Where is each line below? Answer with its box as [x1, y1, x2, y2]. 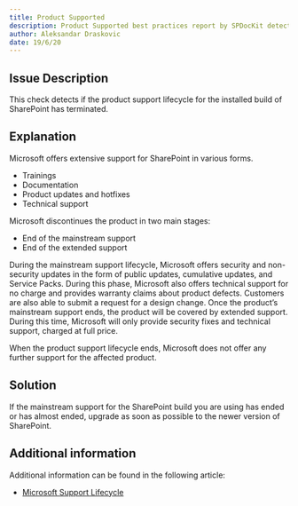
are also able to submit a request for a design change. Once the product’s [9, 296, 278, 307]
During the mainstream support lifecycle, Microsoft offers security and [9, 259, 266, 270]
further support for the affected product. [9, 352, 157, 362]
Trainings [21, 170, 57, 180]
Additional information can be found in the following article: [9, 470, 226, 480]
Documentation [21, 179, 79, 190]
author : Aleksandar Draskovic [9, 29, 122, 38]
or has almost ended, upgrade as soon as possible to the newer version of [9, 410, 281, 422]
